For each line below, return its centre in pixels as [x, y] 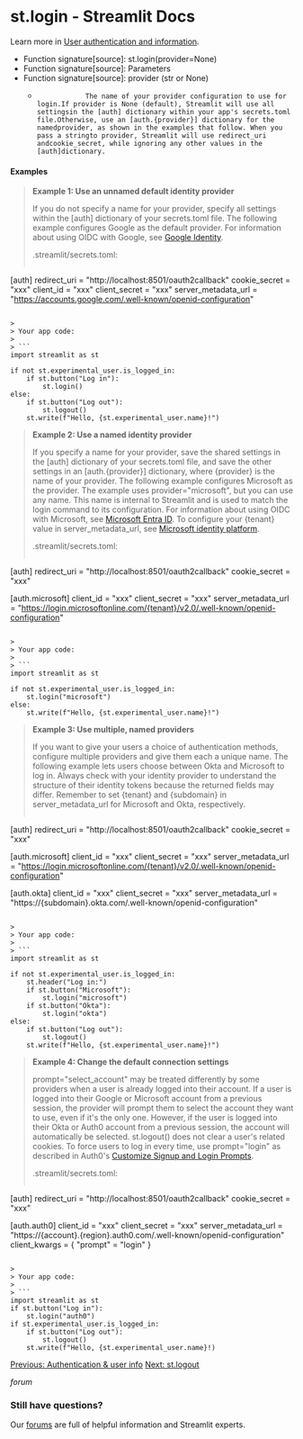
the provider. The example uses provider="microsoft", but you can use [162, 490]
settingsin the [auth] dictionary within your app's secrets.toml [164, 112]
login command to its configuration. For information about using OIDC [161, 509]
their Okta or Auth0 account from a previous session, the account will [161, 1128]
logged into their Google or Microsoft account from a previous [147, 1099]
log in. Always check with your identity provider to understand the [154, 776]
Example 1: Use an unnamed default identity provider [133, 192]
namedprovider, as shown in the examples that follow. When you [160, 128]
